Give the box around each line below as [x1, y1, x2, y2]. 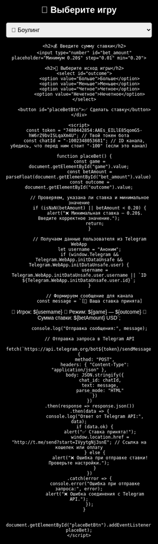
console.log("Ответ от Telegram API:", [45, 413, 144, 420]
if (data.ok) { [76, 424, 114, 430]
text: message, [81, 383, 119, 388]
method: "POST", [75, 357, 115, 362]
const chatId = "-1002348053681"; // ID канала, [23, 138, 145, 144]
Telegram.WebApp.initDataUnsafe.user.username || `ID [11, 273, 147, 279]
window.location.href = [71, 434, 130, 441]
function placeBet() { [56, 153, 113, 160]
